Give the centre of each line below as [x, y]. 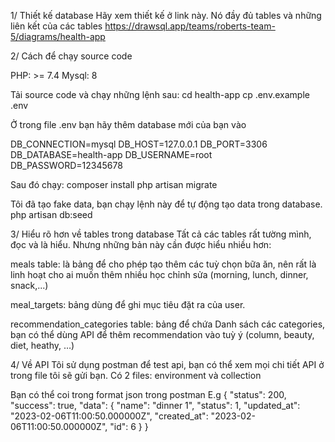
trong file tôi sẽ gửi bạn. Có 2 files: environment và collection [136, 375]
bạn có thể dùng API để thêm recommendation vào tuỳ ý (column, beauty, [162, 334]
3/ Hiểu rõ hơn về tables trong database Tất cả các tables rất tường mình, [161, 234]
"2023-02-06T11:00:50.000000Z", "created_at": [109, 416]
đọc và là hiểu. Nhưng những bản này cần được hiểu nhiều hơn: [141, 244]
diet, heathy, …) [42, 345]
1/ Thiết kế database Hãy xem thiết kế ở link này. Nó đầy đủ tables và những [166, 15]
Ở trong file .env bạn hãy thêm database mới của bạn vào [128, 124]
